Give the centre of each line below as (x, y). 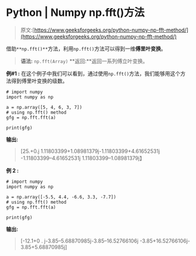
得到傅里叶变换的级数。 (39, 81)
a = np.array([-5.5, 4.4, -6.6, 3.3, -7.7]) (61, 197)
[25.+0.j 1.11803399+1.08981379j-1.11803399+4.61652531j (90, 151)
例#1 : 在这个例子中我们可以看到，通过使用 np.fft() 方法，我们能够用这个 (93, 73)
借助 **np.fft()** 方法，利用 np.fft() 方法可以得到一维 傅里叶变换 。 (86, 49)
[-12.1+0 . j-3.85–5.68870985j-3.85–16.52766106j (79, 241)
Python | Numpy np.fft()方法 (75, 13)
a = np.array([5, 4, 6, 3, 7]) (44, 107)
